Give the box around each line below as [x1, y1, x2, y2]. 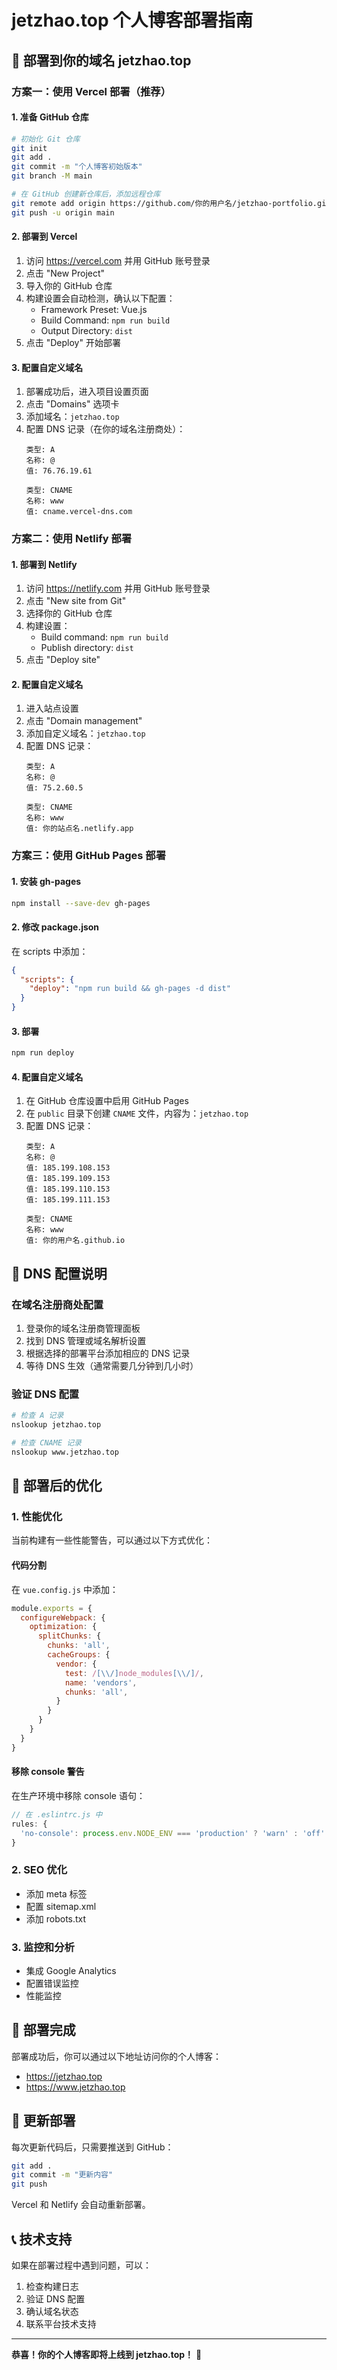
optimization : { [29, 1622, 98, 1632]
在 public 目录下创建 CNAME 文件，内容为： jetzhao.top [25, 1107, 249, 1120]
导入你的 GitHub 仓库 [25, 279, 113, 291]
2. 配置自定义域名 [11, 678, 84, 690]
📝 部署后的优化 [11, 1477, 103, 1495]
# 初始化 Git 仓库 [11, 134, 81, 144]
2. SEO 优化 [11, 1863, 68, 1877]
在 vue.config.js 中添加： [11, 1583, 119, 1595]
